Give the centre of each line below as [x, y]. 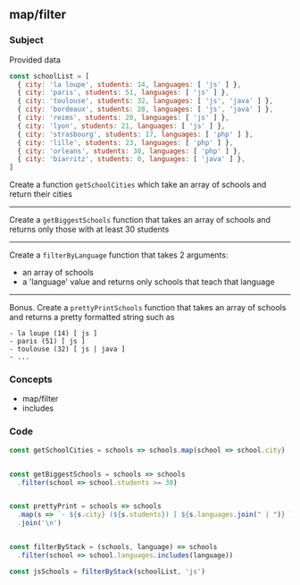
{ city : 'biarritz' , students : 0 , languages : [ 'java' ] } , [131, 159]
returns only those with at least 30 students [89, 229]
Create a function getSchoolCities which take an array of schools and [138, 185]
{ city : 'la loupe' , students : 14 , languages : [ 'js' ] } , [129, 84]
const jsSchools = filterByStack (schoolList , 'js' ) [107, 572]
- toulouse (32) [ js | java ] [67, 349]
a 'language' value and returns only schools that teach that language [148, 282]
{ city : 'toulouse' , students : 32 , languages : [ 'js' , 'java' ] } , [146, 101]
